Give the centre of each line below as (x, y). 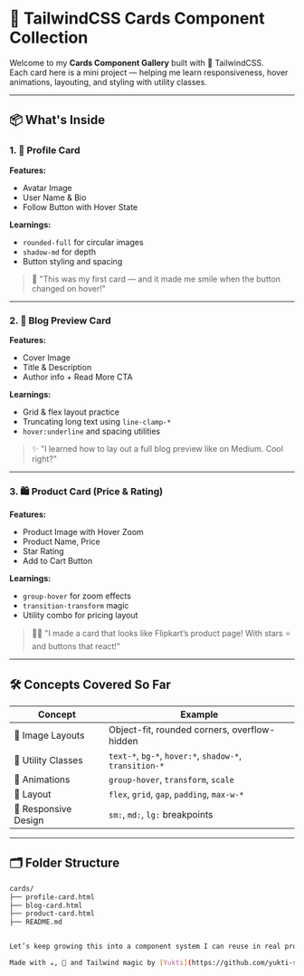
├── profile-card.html (52, 897)
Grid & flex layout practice (71, 412)
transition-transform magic (76, 606)
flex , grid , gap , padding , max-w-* (176, 794)
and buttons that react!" (76, 646)
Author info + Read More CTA (77, 377)
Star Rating (43, 551)
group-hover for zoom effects (76, 596)
